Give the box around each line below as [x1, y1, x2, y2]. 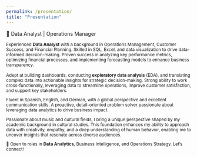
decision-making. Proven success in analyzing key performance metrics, [25, 52, 172, 57]
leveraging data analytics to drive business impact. [6, 107, 109, 113]
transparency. [6, 62, 34, 68]
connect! [6, 146, 25, 152]
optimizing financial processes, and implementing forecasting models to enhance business [6, 57, 189, 63]
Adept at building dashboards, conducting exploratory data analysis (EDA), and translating [6, 72, 191, 78]
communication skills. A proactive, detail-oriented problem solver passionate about [6, 102, 174, 108]
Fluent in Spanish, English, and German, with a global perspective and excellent [6, 97, 166, 103]
